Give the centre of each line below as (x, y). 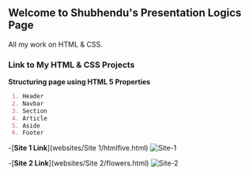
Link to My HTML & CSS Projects (72, 65)
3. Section (29, 111)
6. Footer (28, 133)
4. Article (29, 118)
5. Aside (26, 125)
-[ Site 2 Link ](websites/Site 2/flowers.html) (79, 163)
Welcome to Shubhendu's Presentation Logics (125, 13)
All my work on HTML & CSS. (55, 44)
